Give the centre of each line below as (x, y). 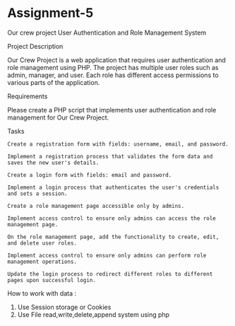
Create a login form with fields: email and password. (90, 175)
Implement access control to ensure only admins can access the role (112, 218)
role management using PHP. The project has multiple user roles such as (113, 67)
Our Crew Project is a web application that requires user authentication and (116, 60)
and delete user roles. (42, 243)
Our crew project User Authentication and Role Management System (107, 33)
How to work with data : (42, 293)
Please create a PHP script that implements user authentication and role (112, 110)
